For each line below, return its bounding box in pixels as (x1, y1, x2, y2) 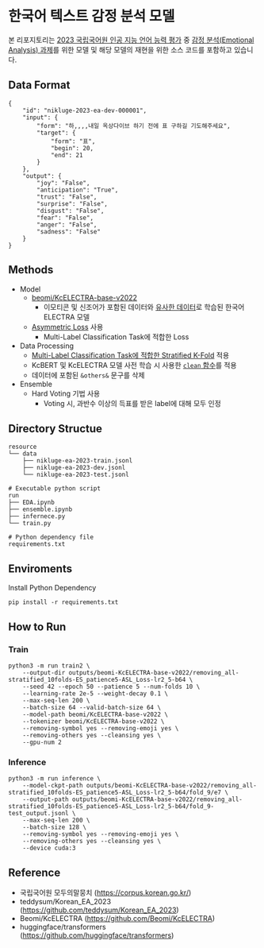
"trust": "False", (36, 192, 98, 201)
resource (8, 443, 37, 451)
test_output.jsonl (8, 810, 69, 818)
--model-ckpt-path (22, 782, 83, 790)
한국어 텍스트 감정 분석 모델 (8, 7, 175, 25)
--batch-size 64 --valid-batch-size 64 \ (22, 703, 161, 711)
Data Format (8, 79, 71, 92)
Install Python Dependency (8, 583, 97, 593)
